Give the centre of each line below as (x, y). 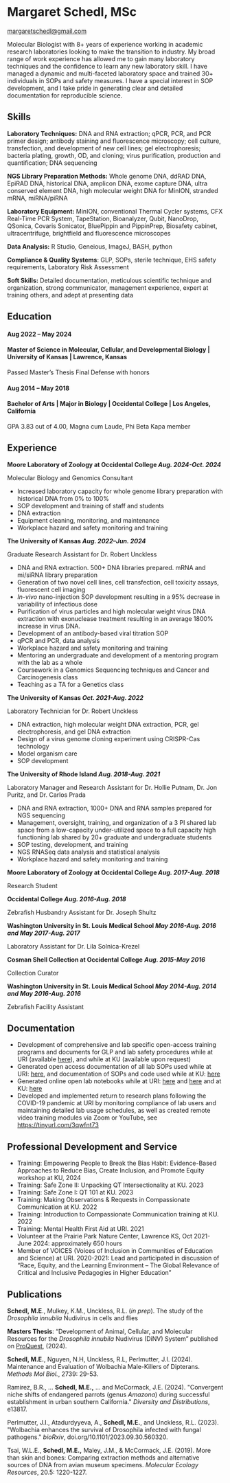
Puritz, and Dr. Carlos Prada (46, 795)
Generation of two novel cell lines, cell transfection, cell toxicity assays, (118, 582)
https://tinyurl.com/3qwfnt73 (58, 1125)
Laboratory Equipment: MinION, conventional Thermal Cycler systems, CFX (115, 211)
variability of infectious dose (57, 604)
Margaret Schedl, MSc (72, 12)
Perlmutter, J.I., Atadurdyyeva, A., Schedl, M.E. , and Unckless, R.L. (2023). (113, 1422)
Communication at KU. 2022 (57, 1207)
